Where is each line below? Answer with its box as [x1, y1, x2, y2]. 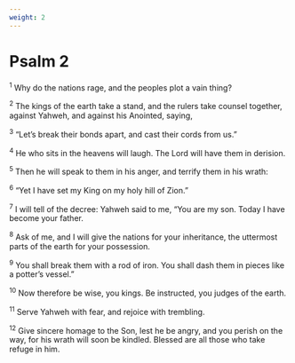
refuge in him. [9, 343, 60, 355]
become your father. [9, 213, 84, 224]
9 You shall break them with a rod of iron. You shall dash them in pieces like [9, 258, 285, 271]
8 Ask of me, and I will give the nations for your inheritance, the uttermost [9, 230, 278, 242]
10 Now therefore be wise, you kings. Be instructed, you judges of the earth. [9, 286, 287, 298]
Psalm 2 [9, 51, 69, 71]
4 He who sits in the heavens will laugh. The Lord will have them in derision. [9, 146, 286, 158]
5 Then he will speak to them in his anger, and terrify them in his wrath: [9, 165, 268, 177]
